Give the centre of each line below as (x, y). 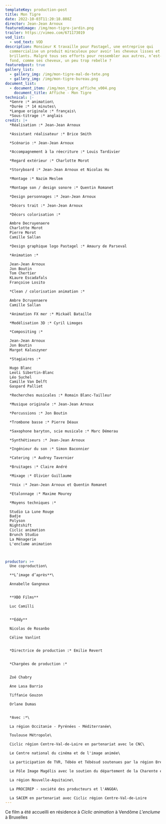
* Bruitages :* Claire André (39, 467)
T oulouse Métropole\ (31, 735)
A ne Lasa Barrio (26, 686)
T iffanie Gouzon (26, 695)
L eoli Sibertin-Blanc (32, 372)
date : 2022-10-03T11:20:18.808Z (38, 19)
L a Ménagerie (23, 539)
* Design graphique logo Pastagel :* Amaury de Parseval (68, 246)
